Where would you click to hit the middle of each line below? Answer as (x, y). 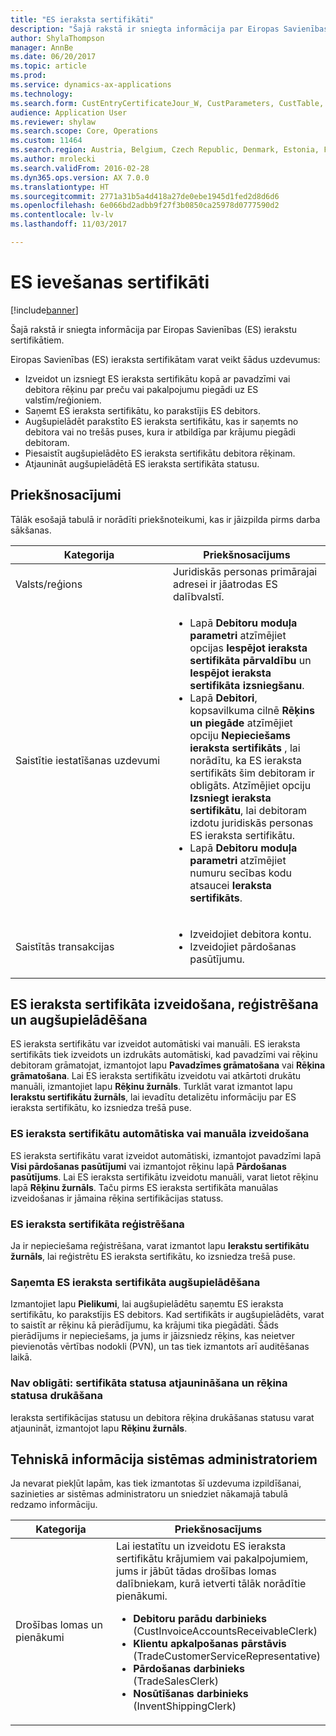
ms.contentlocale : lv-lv (62, 215)
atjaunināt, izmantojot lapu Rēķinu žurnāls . (99, 1428)
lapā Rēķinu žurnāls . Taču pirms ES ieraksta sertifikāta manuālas (144, 1187)
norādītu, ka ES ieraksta (245, 760)
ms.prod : (28, 76)
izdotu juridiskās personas (251, 823)
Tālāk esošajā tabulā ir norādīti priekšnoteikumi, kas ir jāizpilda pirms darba (165, 519)
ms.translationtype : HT (60, 187)
